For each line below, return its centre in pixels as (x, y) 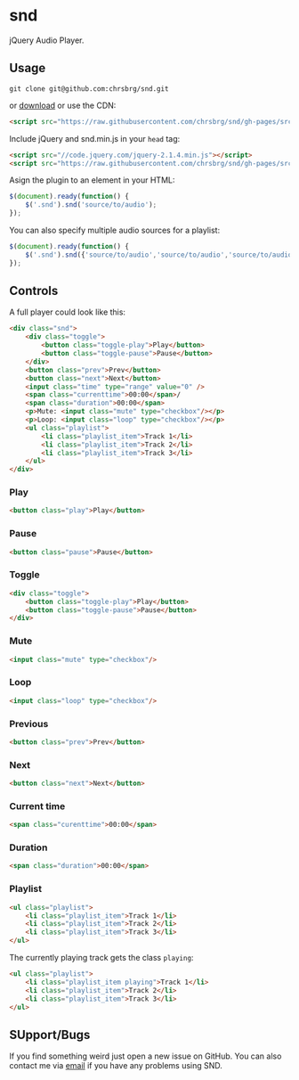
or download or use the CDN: (63, 105)
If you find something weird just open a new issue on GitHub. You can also (145, 1056)
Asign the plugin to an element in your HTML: (92, 180)
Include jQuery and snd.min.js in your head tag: (95, 138)
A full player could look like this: (68, 312)
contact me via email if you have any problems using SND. (116, 1066)
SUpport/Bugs (50, 1035)
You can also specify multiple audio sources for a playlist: (115, 230)
